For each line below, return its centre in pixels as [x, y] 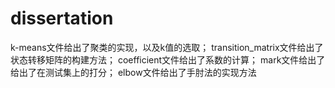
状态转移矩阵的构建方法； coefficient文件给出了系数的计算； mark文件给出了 [168, 59]
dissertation [62, 18]
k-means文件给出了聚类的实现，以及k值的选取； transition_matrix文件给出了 [167, 47]
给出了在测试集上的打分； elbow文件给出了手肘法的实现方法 [133, 72]
